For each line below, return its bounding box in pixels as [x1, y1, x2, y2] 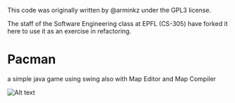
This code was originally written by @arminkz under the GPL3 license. [7, 6, 212, 14]
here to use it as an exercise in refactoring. [7, 27, 132, 35]
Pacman [7, 52, 56, 67]
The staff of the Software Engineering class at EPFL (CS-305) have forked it [7, 20, 228, 27]
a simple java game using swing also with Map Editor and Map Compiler [7, 74, 217, 83]
